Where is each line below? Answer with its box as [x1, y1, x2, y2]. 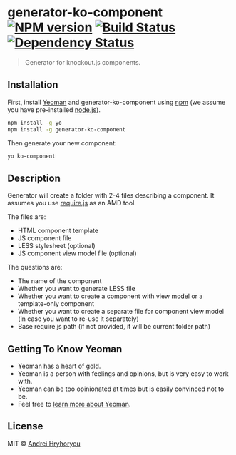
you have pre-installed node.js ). [7, 105, 101, 114]
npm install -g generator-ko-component [7, 126, 126, 133]
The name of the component [17, 277, 102, 285]
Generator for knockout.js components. [24, 58, 141, 66]
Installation [7, 79, 58, 91]
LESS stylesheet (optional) [17, 242, 96, 250]
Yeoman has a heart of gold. [17, 362, 101, 370]
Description [7, 172, 61, 184]
